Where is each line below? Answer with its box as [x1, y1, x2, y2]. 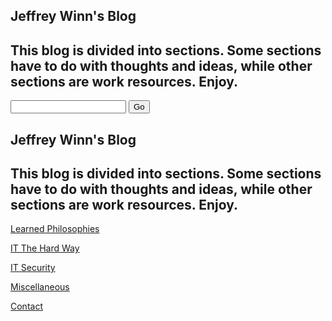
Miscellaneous [10, 281, 70, 293]
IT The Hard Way [10, 242, 80, 254]
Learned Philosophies [10, 223, 100, 235]
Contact [10, 300, 43, 313]
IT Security [10, 262, 56, 274]
